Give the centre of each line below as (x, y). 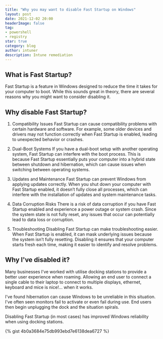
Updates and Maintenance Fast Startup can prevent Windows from (79, 179)
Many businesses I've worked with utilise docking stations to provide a (76, 272)
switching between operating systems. (51, 169)
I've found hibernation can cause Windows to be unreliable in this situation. (80, 297)
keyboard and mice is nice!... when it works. (49, 287)
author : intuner (21, 50)
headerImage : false (25, 23)
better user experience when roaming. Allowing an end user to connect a (78, 277)
